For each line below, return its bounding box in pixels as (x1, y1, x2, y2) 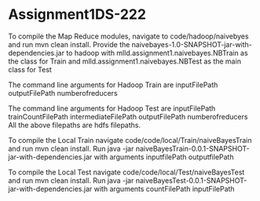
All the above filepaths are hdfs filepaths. (8, 120, 141, 130)
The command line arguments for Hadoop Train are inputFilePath (8, 80, 218, 90)
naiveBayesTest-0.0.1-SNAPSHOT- (135, 175, 247, 185)
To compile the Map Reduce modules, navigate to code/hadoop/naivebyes (8, 31, 249, 41)
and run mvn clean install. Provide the (8, 39, 130, 49)
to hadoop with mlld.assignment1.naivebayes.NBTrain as (66, 48, 249, 57)
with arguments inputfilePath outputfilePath (93, 152, 234, 162)
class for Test (8, 64, 53, 74)
